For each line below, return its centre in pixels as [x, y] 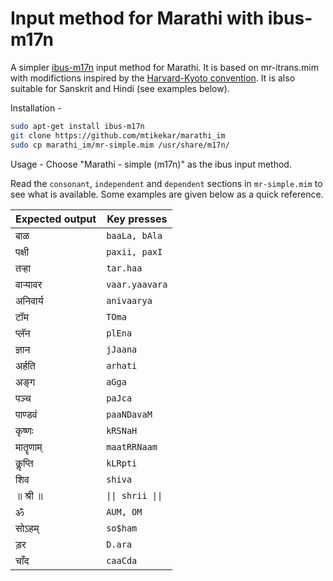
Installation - [36, 108]
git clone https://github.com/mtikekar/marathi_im [118, 135]
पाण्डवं [26, 414]
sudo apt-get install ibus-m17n [77, 126]
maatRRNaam [132, 446]
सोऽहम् [27, 528]
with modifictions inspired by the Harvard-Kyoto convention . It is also [153, 78]
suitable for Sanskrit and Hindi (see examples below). [120, 88]
